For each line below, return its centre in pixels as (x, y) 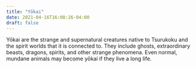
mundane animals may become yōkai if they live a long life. (79, 59)
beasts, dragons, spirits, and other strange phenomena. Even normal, (92, 52)
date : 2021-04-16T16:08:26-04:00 (48, 17)
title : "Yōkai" (25, 12)
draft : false (22, 23)
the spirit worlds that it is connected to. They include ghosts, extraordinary (98, 46)
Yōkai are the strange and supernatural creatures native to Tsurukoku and (97, 40)
